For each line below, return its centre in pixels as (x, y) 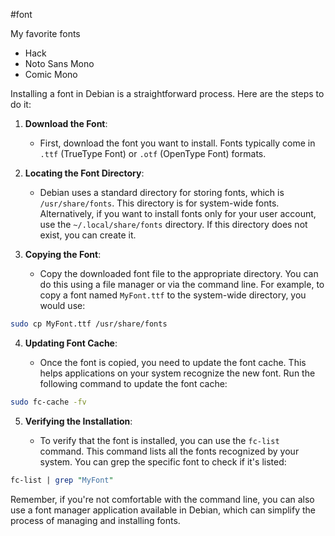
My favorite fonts (45, 33)
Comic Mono (51, 74)
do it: (21, 104)
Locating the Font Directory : (84, 173)
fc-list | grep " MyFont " (62, 480)
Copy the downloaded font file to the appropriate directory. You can (179, 273)
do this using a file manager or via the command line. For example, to (182, 284)
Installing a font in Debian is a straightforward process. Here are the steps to (167, 93)
